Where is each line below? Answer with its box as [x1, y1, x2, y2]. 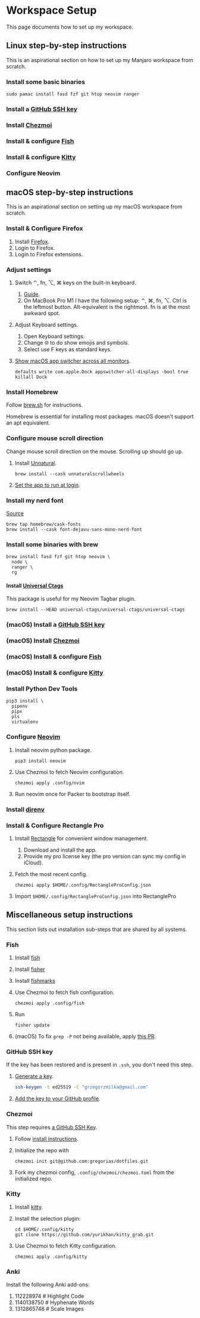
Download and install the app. [23, 846, 97, 853]
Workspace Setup [6, 4, 97, 17]
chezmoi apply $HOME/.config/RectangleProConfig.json [14, 882, 151, 888]
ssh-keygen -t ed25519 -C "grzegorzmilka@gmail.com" [14, 1084, 149, 1090]
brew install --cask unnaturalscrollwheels [14, 471, 125, 477]
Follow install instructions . [14, 1135, 79, 1142]
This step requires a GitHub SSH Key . [6, 1124, 98, 1131]
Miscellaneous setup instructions [6, 910, 133, 920]
